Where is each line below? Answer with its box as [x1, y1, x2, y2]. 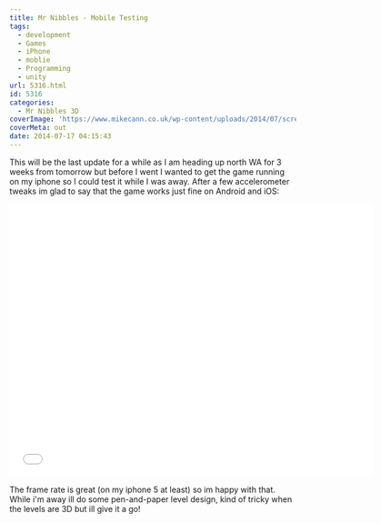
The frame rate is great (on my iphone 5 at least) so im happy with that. [9, 484, 276, 495]
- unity [17, 73, 47, 82]
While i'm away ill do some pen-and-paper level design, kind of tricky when [9, 493, 293, 505]
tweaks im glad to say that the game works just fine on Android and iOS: [9, 186, 280, 196]
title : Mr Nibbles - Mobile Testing [9, 13, 148, 23]
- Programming [17, 65, 71, 74]
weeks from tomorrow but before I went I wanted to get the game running [9, 166, 285, 177]
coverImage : [9, 115, 55, 124]
